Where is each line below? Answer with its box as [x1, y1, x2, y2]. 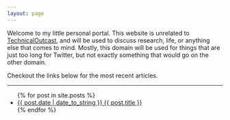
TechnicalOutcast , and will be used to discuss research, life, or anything [7, 36, 210, 45]
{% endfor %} [16, 106, 57, 114]
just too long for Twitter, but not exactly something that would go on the [7, 51, 209, 59]
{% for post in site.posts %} [16, 91, 96, 99]
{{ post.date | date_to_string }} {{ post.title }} [16, 98, 142, 106]
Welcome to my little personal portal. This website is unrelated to [7, 29, 190, 37]
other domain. [7, 58, 47, 66]
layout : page [7, 10, 44, 17]
